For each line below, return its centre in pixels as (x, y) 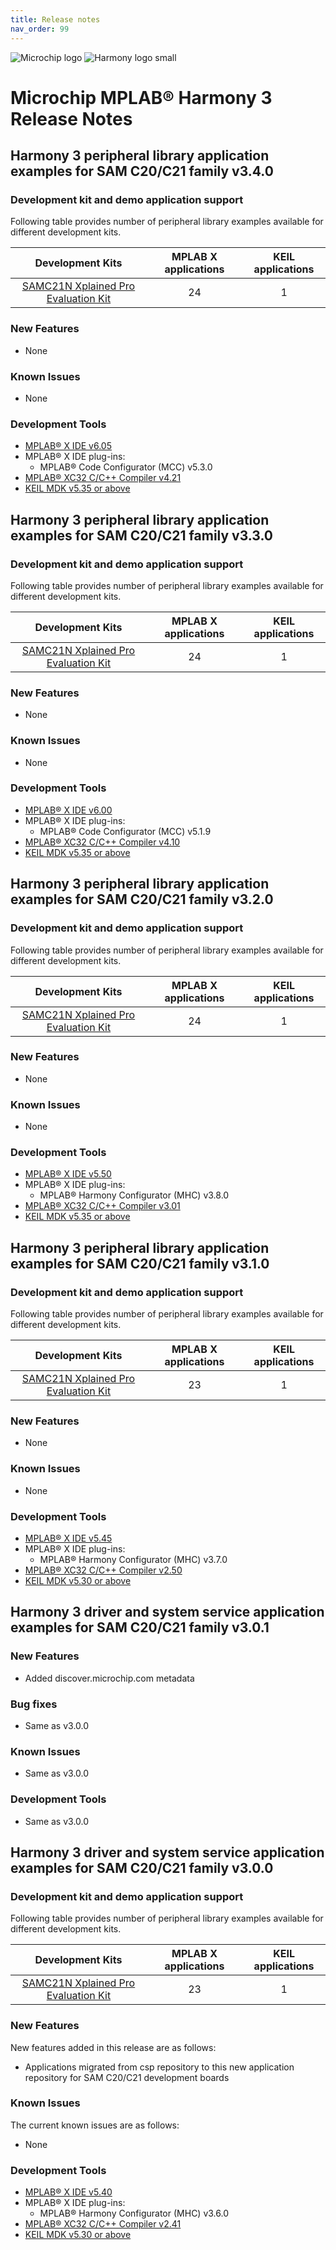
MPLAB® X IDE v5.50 (68, 1174)
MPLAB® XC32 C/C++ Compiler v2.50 (103, 1570)
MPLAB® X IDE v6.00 (68, 810)
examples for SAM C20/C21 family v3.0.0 (142, 1867)
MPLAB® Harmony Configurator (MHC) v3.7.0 (133, 1559)
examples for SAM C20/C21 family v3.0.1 (140, 1627)
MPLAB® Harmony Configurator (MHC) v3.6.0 (134, 2213)
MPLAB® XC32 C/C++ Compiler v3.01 (102, 1206)
